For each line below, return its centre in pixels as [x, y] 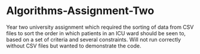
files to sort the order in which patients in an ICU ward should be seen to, [96, 33]
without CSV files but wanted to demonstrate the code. [74, 46]
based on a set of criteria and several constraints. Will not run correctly [93, 39]
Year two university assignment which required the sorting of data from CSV [100, 27]
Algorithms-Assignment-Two [80, 11]
